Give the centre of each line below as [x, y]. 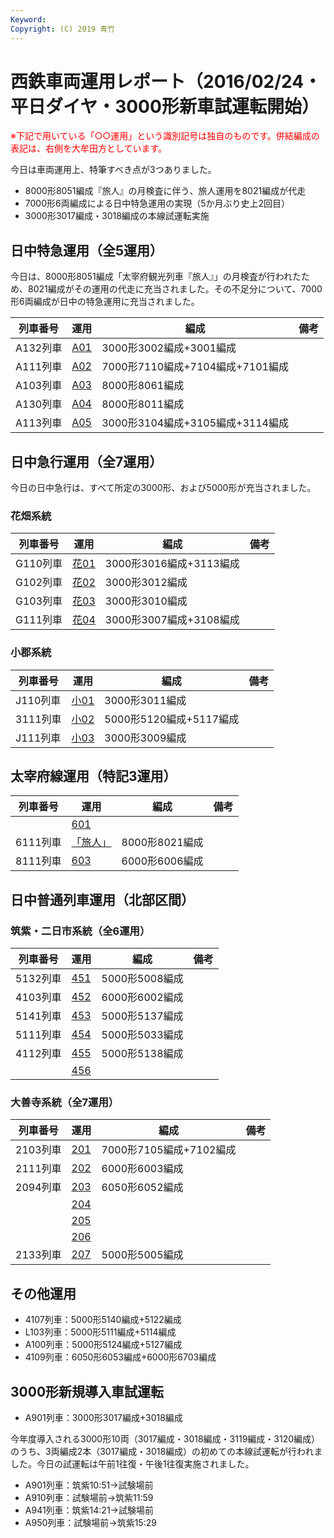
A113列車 [39, 423]
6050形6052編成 [142, 1188]
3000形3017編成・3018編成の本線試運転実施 [117, 216]
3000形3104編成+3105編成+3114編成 [195, 423]
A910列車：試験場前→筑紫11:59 [89, 1498]
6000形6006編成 [162, 861]
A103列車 [39, 386]
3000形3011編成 [145, 700]
